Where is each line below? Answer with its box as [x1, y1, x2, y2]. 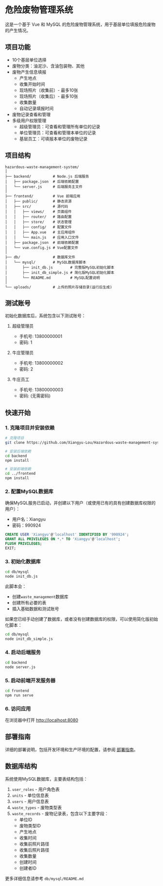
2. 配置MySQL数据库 [5, 488, 53, 495]
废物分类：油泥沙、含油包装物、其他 [12, 63, 85, 68]
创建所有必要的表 [12, 600, 47, 605]
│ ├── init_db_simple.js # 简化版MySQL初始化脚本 [5, 270, 114, 275]
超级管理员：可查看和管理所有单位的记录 [19, 123, 100, 129]
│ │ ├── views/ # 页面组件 [5, 209, 72, 214]
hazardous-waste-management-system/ [5, 165, 79, 169]
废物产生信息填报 [12, 69, 47, 75]
